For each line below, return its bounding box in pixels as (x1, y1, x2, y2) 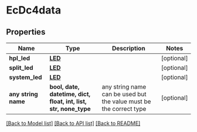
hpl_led (9, 54, 30, 62)
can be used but (101, 90, 147, 98)
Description (111, 45, 145, 52)
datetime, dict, (49, 90, 91, 98)
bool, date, (49, 83, 80, 91)
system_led (9, 73, 42, 81)
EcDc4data (6, 4, 62, 17)
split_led (9, 64, 33, 72)
